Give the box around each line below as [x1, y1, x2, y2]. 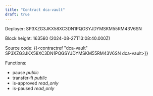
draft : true [5, 12, 30, 17]
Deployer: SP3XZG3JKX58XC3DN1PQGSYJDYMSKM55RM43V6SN [5, 25, 142, 31]
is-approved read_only [12, 80, 59, 86]
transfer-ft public [12, 75, 47, 81]
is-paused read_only [12, 85, 54, 91]
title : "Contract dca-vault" [5, 7, 65, 12]
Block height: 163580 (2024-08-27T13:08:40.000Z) [5, 35, 110, 41]
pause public [12, 69, 39, 75]
